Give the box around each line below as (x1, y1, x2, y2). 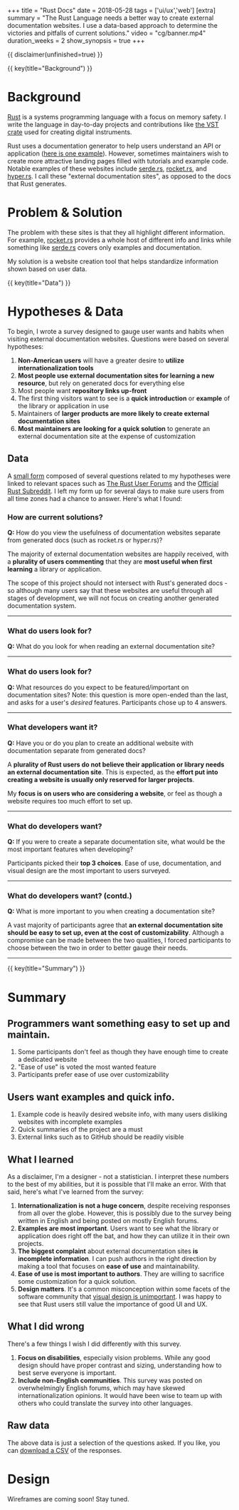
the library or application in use (17, 401, 109, 410)
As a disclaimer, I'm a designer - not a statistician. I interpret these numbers (7, 1172, 229, 1181)
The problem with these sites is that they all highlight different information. (7, 228, 225, 236)
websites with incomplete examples (17, 1118, 123, 1126)
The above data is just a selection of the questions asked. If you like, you (7, 1438, 221, 1447)
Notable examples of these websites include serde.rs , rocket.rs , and (7, 164, 208, 173)
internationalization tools (17, 363, 94, 372)
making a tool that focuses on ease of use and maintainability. (17, 1262, 201, 1271)
